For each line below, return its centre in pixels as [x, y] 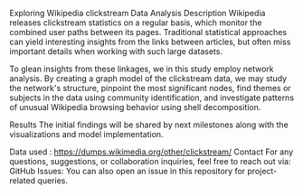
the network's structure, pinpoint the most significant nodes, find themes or [150, 88]
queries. [52, 181]
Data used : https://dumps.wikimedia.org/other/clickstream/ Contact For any [151, 152]
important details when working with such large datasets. [116, 51]
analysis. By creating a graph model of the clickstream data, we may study [148, 79]
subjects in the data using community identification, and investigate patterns [152, 97]
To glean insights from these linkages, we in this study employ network [142, 69]
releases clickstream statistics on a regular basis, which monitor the [136, 23]
